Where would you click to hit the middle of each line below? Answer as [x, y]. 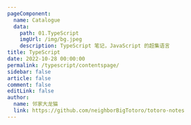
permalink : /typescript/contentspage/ [63, 65]
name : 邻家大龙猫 [36, 104]
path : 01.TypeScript [49, 33]
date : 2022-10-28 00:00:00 [46, 59]
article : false [29, 78]
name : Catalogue [37, 20]
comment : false [29, 85]
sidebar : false [29, 72]
